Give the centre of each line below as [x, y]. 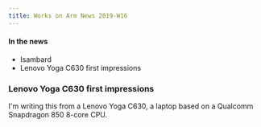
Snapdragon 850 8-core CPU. [58, 115]
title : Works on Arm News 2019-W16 [68, 16]
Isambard [36, 59]
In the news [28, 42]
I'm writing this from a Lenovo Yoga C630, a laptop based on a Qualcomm [131, 106]
